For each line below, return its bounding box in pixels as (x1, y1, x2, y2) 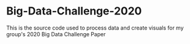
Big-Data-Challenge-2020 (6, 4, 142, 18)
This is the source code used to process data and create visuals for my (6, 24, 184, 31)
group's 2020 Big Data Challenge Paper (6, 30, 106, 37)
